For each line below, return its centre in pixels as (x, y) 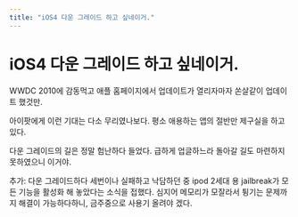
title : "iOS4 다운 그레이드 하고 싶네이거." (82, 17)
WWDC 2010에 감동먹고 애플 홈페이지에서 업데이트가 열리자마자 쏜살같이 (137, 91)
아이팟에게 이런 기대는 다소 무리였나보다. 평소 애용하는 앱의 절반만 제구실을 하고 (147, 120)
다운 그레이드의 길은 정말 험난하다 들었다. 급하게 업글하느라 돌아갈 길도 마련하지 (147, 150)
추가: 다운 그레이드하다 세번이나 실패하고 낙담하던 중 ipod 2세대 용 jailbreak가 (145, 181)
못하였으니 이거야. (41, 162)
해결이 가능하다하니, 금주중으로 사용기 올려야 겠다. (105, 203)
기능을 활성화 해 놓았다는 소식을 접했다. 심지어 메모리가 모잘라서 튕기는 (141, 191)
